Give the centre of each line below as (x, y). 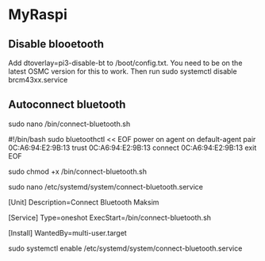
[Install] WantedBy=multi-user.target (67, 232)
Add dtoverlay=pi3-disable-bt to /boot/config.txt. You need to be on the (125, 63)
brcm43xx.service (38, 80)
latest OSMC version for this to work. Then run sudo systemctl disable (123, 71)
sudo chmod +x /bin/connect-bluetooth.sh (77, 171)
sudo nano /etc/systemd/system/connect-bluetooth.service (106, 186)
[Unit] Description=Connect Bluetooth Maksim (84, 202)
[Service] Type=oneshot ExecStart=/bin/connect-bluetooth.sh (110, 217)
